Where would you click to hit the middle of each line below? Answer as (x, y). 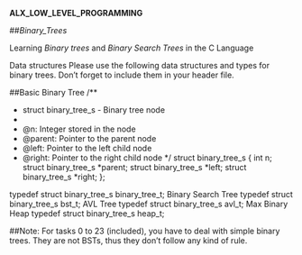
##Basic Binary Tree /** (54, 92)
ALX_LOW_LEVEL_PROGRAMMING (76, 13)
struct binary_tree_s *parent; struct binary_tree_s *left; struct (134, 167)
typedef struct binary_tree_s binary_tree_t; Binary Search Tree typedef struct (151, 194)
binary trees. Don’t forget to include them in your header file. (122, 75)
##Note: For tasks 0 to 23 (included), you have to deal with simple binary (145, 231)
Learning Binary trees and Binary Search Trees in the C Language (132, 48)
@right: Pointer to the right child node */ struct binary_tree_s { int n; (147, 158)
